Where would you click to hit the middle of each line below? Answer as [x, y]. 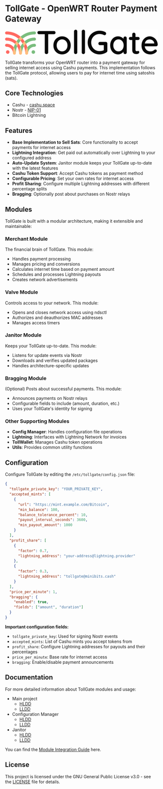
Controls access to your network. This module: [52, 303]
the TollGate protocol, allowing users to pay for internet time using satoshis [80, 73]
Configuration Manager [35, 714]
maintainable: [18, 226]
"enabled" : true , [31, 602]
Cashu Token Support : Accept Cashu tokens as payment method [77, 173]
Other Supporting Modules [37, 421]
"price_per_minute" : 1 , [33, 592]
